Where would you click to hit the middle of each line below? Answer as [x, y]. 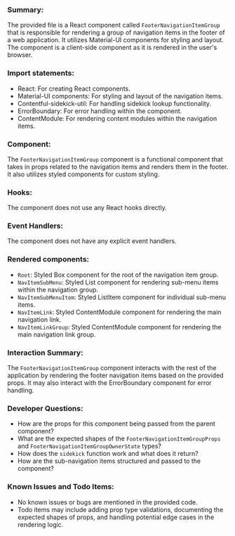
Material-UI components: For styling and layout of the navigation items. [120, 96]
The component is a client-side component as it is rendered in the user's [112, 48]
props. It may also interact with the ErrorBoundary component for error [109, 383]
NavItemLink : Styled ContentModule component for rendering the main [119, 312]
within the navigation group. [58, 289]
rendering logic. [40, 524]
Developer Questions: [45, 408]
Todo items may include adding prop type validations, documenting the [120, 509]
